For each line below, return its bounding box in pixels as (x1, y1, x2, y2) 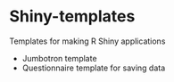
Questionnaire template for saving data (21, 62, 166, 73)
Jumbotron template (21, 53, 97, 63)
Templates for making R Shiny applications (9, 36, 166, 46)
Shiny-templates (9, 6, 136, 27)
